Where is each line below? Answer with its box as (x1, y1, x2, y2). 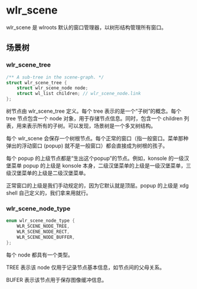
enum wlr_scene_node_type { (6, 218, 75, 224)
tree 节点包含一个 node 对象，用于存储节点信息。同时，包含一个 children (6, 115, 183, 121)
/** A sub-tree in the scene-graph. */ (6, 74, 104, 80)
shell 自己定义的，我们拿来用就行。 (6, 189, 91, 196)
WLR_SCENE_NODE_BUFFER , (17, 234, 75, 240)
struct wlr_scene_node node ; (17, 85, 88, 91)
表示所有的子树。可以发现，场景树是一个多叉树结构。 (26, 122, 156, 129)
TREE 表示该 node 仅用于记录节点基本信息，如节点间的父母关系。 (6, 264, 165, 271)
